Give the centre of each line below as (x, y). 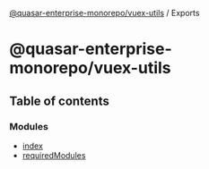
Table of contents (59, 101)
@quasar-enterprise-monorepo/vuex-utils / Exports (104, 13)
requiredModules (54, 155)
